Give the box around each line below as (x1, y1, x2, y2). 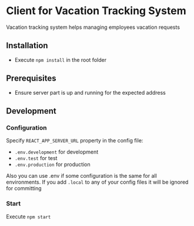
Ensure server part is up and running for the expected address (14, 89, 166, 96)
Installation (6, 41, 48, 51)
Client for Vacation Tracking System (6, 4, 186, 18)
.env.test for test (14, 155, 58, 162)
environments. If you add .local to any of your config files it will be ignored (6, 178, 189, 186)
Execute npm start (6, 213, 51, 220)
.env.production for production (14, 161, 91, 168)
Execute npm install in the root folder (14, 56, 107, 63)
